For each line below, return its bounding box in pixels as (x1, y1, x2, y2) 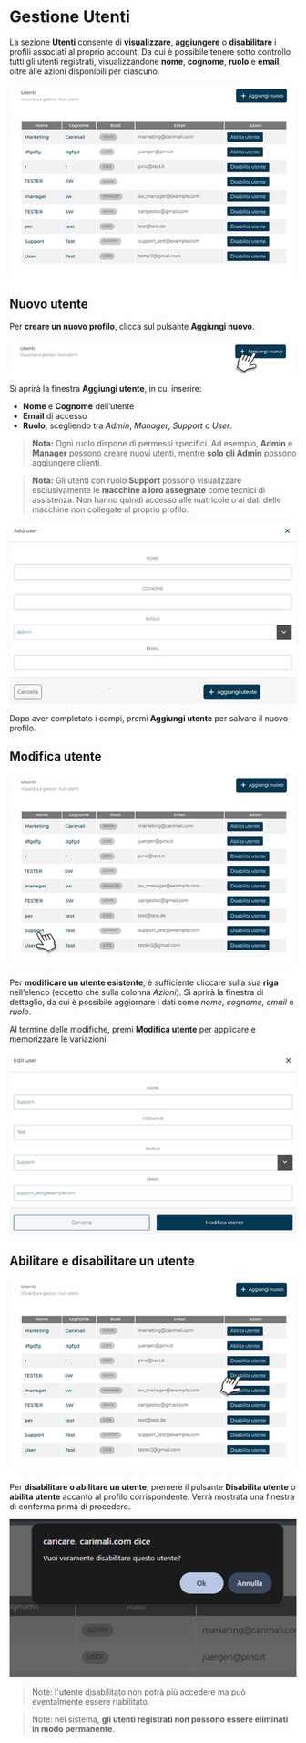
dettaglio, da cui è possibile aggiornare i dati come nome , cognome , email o (9, 997, 294, 1008)
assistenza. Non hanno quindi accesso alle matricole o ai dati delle (31, 495, 282, 506)
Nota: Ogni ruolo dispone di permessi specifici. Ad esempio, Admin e (31, 438, 293, 449)
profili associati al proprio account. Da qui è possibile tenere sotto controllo (9, 46, 291, 57)
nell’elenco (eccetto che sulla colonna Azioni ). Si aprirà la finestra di (9, 987, 264, 998)
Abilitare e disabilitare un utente (9, 1253, 195, 1268)
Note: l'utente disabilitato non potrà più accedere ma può (31, 1686, 246, 1697)
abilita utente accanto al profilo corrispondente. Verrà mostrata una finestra (9, 1491, 295, 1503)
